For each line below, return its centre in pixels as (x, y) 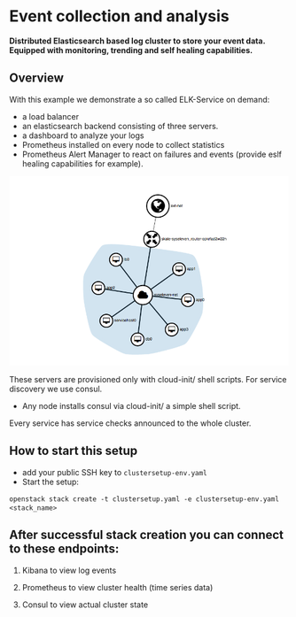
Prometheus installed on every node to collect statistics (123, 144)
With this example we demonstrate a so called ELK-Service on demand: (140, 99)
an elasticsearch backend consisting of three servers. (120, 126)
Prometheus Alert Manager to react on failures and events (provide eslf (152, 154)
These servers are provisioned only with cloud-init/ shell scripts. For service (148, 379)
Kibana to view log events (69, 570)
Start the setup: (51, 482)
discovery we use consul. (56, 389)
